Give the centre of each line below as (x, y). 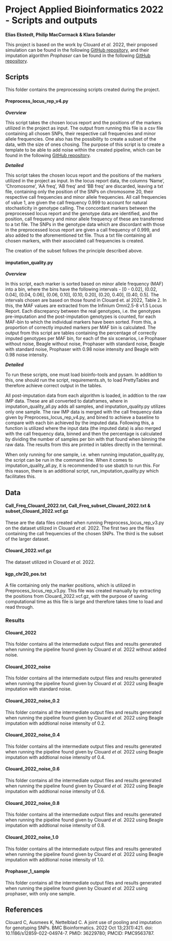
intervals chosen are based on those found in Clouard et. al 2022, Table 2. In (86, 300)
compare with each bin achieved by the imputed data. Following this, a (80, 423)
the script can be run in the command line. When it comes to (69, 460)
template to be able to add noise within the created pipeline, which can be (83, 149)
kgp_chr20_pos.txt (26, 574)
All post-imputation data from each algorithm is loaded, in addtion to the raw (86, 396)
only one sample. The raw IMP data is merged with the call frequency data (84, 412)
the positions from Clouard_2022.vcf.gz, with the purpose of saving (77, 596)
